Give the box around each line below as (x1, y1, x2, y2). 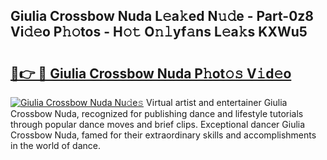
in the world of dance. (10, 140, 101, 151)
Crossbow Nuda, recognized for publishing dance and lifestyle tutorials (10, 108, 304, 119)
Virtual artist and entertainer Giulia (146, 97, 288, 108)
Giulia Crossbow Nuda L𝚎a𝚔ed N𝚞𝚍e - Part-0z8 (10, 8, 314, 25)
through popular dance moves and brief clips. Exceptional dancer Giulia (10, 119, 306, 130)
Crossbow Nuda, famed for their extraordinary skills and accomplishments (10, 129, 317, 141)
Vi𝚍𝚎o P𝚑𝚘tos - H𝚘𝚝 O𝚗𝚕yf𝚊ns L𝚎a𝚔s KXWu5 (10, 24, 308, 41)
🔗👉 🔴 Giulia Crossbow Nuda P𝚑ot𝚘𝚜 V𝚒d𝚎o (10, 65, 292, 82)
